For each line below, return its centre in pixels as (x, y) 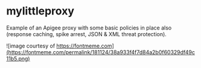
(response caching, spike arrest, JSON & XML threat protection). (87, 34)
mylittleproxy (40, 11)
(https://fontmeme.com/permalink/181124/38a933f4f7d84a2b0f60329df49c (101, 52)
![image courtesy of (31, 46)
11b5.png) (18, 58)
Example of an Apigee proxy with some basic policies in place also (89, 28)
